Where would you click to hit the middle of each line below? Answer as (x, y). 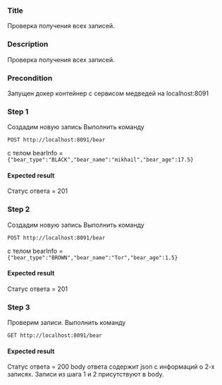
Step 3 (19, 307)
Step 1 (18, 112)
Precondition (30, 78)
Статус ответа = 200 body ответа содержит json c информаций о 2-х (111, 367)
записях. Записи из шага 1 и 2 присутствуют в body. (86, 374)
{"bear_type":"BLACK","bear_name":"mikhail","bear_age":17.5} (100, 160)
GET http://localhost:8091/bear (55, 336)
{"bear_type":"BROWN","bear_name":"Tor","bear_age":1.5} (93, 257)
